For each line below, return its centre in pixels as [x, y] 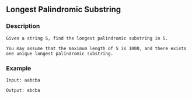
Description [23, 26]
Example [19, 68]
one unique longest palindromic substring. [60, 54]
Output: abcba [23, 90]
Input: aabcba [23, 80]
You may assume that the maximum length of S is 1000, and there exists [96, 48]
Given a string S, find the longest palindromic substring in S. [87, 38]
